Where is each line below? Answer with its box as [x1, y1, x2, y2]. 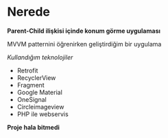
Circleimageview [16, 102, 64, 111]
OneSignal [16, 95, 47, 103]
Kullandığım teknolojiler [7, 53, 73, 61]
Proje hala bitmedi [7, 123, 60, 131]
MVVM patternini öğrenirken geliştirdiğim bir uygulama [7, 40, 162, 48]
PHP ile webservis [16, 110, 69, 118]
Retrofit [16, 66, 38, 74]
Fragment [16, 81, 45, 89]
